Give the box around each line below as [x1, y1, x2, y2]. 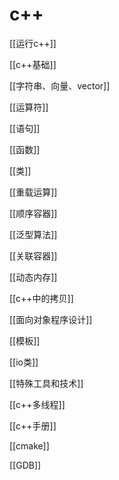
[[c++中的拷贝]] [9, 292, 74, 304]
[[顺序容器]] [9, 207, 58, 219]
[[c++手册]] [9, 419, 57, 432]
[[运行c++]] [9, 37, 57, 49]
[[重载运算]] [9, 186, 58, 198]
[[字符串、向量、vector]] [9, 79, 111, 92]
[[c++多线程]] [9, 398, 66, 410]
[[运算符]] [9, 101, 49, 113]
